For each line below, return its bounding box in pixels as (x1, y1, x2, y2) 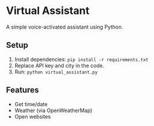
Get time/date (14, 100, 48, 107)
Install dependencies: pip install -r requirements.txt (14, 55, 149, 62)
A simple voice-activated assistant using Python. (6, 23, 124, 30)
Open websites (14, 113, 51, 120)
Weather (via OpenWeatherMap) (14, 107, 93, 114)
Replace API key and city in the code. (14, 62, 104, 69)
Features (6, 85, 39, 95)
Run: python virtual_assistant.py (14, 68, 98, 75)
